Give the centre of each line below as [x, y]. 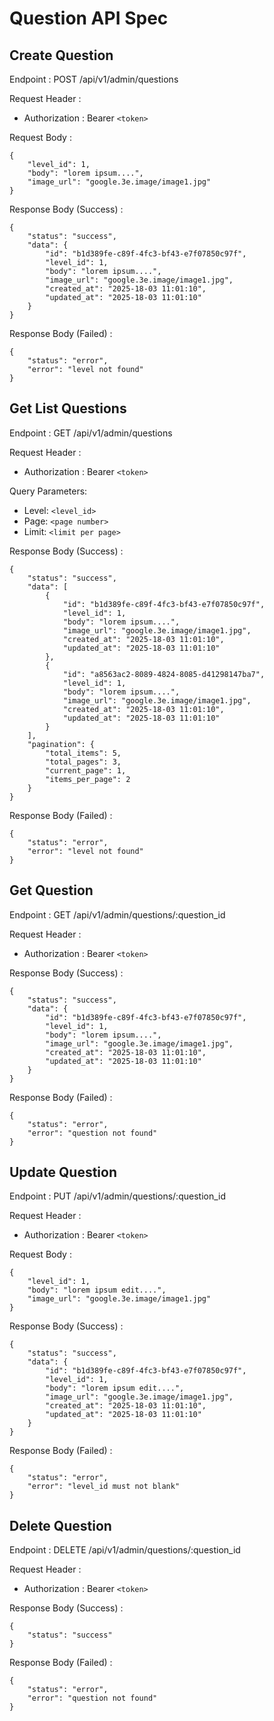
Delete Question [60, 1525]
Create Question [61, 55]
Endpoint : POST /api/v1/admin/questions [94, 79]
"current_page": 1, [86, 770]
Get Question [51, 890]
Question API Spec [89, 18]
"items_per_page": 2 [88, 779]
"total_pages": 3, [83, 762]
